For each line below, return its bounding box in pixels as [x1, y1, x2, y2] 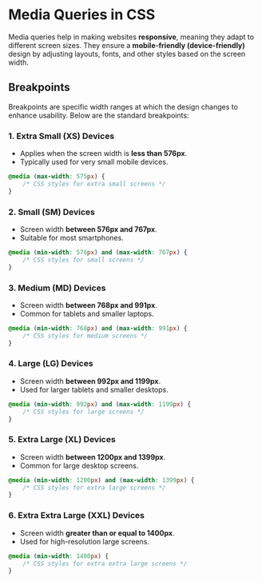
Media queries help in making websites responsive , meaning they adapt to [8, 32, 254, 42]
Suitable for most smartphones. [19, 233, 124, 242]
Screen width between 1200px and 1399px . [19, 452, 166, 461]
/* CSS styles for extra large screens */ [22, 484, 166, 492]
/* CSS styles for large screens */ [22, 408, 145, 416]
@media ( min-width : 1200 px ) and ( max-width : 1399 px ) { [8, 476, 195, 484]
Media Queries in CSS [8, 6, 156, 24]
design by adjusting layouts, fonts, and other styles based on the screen [8, 49, 246, 58]
